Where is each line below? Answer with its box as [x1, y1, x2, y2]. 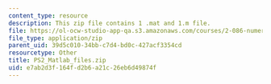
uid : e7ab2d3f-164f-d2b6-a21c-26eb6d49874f [8, 64, 157, 72]
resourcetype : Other [8, 49, 78, 57]
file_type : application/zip [8, 34, 103, 42]
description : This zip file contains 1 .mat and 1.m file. [8, 19, 211, 27]
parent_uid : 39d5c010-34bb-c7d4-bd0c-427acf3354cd [8, 42, 182, 50]
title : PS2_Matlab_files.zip [8, 57, 106, 65]
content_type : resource [8, 11, 89, 20]
